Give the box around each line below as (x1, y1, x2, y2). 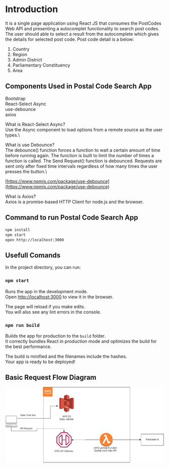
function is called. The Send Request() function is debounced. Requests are (5, 158, 162, 164)
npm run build (5, 322, 40, 328)
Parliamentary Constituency (12, 62, 70, 68)
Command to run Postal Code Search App (5, 213, 138, 222)
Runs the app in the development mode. (5, 288, 88, 294)
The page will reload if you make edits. (5, 303, 86, 309)
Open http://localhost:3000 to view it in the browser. (5, 294, 114, 300)
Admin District (12, 56, 42, 62)
